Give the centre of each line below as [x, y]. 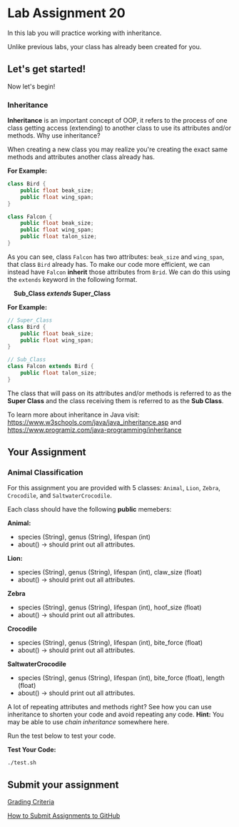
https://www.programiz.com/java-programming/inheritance [95, 430]
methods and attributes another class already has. [81, 157]
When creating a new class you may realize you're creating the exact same [118, 149]
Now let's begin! [31, 86]
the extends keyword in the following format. [72, 279]
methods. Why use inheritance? [54, 136]
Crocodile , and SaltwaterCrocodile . [60, 496]
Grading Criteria [31, 802]
